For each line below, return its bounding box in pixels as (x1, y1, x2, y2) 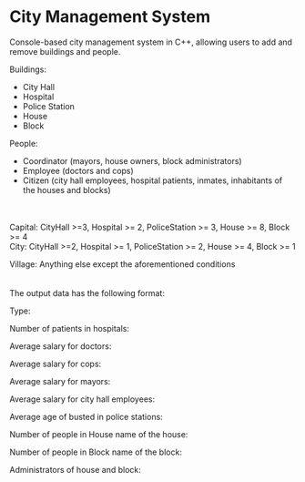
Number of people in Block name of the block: (9, 446, 182, 457)
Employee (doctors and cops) (22, 165, 134, 176)
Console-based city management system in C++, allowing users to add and (9, 36, 293, 47)
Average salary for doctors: (9, 340, 112, 352)
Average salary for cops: (9, 358, 102, 369)
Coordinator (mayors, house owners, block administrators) (22, 155, 243, 166)
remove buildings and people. (9, 46, 121, 56)
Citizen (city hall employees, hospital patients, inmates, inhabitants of (22, 175, 283, 186)
